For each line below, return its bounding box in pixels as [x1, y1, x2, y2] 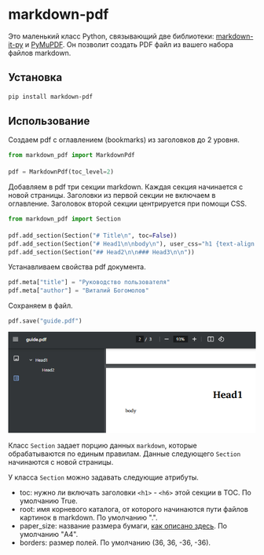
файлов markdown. [8, 48, 71, 57]
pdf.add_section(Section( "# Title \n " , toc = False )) [8, 232, 178, 239]
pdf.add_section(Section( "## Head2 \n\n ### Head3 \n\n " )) [8, 248, 195, 256]
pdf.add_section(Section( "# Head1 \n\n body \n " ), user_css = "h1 [8, 239, 213, 248]
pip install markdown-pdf [8, 93, 93, 100]
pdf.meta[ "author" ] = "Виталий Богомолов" [8, 287, 149, 295]
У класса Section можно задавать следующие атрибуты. [8, 473, 199, 482]
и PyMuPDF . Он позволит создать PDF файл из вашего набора [24, 39, 234, 49]
